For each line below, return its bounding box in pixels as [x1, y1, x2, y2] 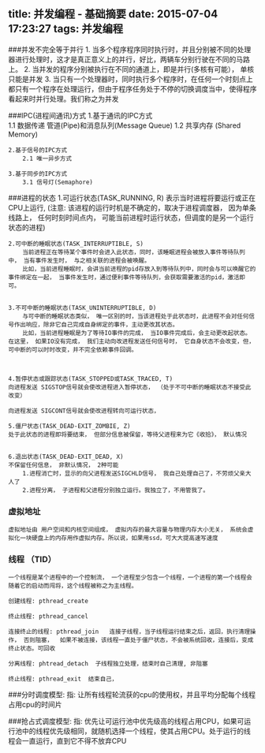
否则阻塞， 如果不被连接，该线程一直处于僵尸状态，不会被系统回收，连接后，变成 [23, 636, 254, 644]
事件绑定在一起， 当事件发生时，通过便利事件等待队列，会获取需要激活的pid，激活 [8, 273, 240, 281]
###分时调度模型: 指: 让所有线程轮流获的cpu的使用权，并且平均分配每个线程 [8, 690, 256, 699]
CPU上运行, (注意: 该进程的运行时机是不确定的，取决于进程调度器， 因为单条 [8, 203, 256, 212]
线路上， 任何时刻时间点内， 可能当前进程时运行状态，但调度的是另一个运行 [8, 212, 254, 222]
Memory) [8, 129, 38, 139]
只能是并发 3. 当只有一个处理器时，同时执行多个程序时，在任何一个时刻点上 [8, 74, 254, 84]
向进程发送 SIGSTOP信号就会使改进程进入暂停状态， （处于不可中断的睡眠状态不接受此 [8, 383, 252, 391]
